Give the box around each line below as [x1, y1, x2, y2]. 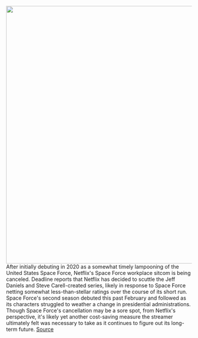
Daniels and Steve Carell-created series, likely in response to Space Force [6, 282, 186, 289]
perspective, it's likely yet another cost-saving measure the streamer [6, 313, 173, 320]
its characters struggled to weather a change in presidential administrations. [6, 301, 191, 307]
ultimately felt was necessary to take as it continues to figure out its [6, 320, 170, 326]
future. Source [18, 326, 54, 333]
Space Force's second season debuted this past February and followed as [6, 294, 187, 301]
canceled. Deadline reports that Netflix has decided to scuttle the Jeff [6, 276, 176, 283]
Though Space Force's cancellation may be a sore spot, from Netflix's [6, 307, 176, 314]
